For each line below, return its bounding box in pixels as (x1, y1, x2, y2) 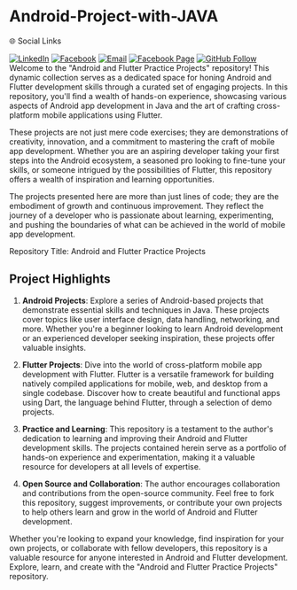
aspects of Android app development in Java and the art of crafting (9, 100, 255, 111)
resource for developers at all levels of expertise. (21, 461, 201, 471)
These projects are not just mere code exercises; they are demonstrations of (9, 127, 289, 137)
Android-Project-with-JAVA (9, 6, 219, 27)
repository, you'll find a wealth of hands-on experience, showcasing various (9, 90, 287, 101)
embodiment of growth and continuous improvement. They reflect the (9, 200, 264, 211)
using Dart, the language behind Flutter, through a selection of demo (21, 397, 272, 408)
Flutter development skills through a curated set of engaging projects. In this (9, 82, 288, 92)
